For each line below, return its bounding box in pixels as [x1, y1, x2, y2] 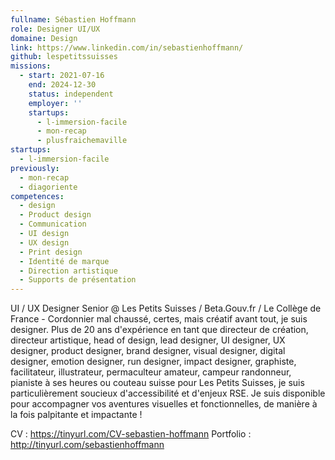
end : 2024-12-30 [28, 80, 97, 90]
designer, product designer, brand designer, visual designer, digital [10, 345, 286, 357]
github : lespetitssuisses [10, 52, 118, 62]
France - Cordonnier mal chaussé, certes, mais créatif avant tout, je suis [10, 313, 308, 325]
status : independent [28, 89, 114, 99]
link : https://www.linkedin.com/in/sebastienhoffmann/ [10, 42, 244, 53]
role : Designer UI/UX [10, 24, 101, 34]
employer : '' [28, 98, 83, 108]
